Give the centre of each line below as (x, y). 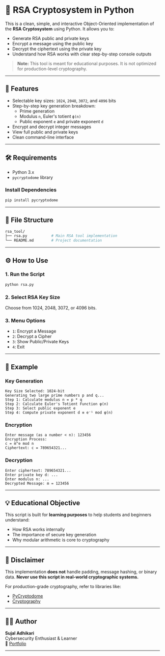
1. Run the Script (25, 274)
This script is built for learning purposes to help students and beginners (78, 515)
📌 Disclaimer (25, 560)
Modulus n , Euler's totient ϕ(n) (50, 116)
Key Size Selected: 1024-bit (35, 391)
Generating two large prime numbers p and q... (55, 396)
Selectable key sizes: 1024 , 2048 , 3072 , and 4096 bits (64, 101)
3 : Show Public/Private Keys (41, 342)
